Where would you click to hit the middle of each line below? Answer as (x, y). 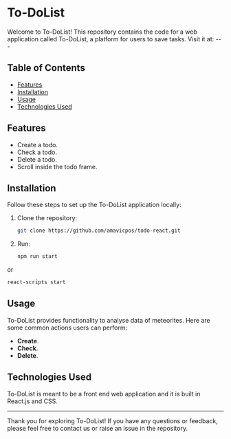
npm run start (37, 257)
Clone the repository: (47, 218)
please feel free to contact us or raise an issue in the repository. (97, 428)
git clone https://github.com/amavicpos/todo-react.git (99, 231)
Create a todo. (37, 144)
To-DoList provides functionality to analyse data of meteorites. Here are (109, 320)
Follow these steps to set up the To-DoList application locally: (94, 205)
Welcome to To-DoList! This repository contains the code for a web (102, 32)
